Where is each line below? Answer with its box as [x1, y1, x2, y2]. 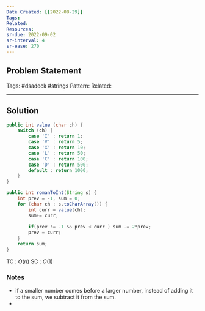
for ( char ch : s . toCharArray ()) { [17, 201, 108, 207]
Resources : [6, 26, 34, 32]
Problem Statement [6, 66, 82, 77]
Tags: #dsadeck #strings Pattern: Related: [6, 82, 112, 89]
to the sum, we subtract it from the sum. [15, 293, 116, 301]
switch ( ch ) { [17, 127, 53, 133]
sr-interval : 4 [6, 37, 45, 43]
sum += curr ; [28, 212, 59, 219]
